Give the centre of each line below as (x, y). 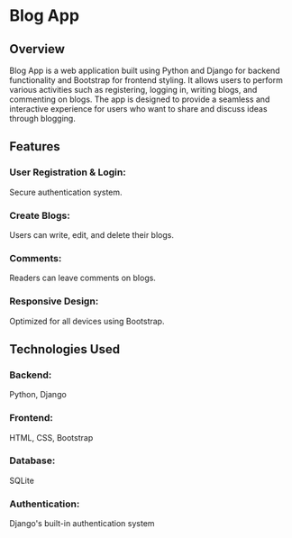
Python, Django (38, 395)
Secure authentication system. (66, 192)
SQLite (22, 480)
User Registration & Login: (68, 172)
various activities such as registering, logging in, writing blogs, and (133, 90)
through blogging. (43, 119)
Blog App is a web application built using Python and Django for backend (145, 70)
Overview (37, 49)
